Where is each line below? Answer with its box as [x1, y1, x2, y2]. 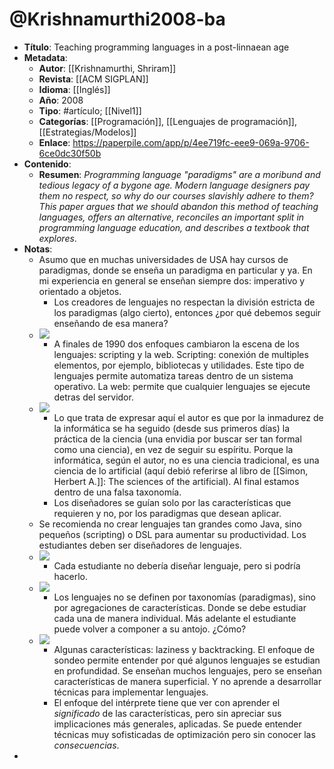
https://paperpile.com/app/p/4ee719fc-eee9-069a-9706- [72, 136, 310, 148]
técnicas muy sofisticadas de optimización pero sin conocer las [53, 728, 316, 740]
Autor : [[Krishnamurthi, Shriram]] [38, 62, 177, 74]
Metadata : [23, 51, 68, 63]
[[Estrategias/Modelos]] [38, 126, 137, 138]
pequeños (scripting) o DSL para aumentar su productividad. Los [38, 528, 307, 540]
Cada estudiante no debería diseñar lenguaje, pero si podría [53, 559, 301, 572]
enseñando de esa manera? [53, 317, 169, 329]
